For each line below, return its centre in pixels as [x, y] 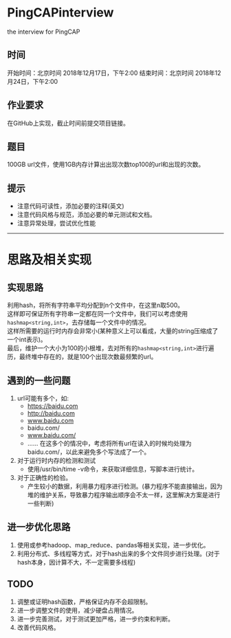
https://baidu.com [53, 406]
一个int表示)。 [27, 340]
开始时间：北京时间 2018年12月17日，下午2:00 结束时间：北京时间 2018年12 [114, 73]
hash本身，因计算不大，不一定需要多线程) [76, 562]
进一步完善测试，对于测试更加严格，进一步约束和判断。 [95, 619]
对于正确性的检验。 [44, 478]
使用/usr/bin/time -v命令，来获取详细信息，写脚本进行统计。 [113, 469]
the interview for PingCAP [44, 32]
